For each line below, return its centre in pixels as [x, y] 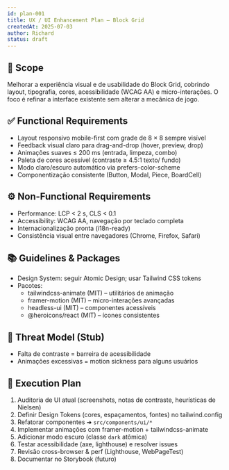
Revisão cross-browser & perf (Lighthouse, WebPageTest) [100, 452]
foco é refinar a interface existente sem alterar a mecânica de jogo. [103, 99]
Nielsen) [29, 407]
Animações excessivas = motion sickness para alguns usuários [108, 362]
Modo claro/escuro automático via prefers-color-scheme [99, 167]
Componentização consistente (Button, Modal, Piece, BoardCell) [109, 175]
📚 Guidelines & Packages [63, 258]
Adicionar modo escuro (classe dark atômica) [82, 437]
